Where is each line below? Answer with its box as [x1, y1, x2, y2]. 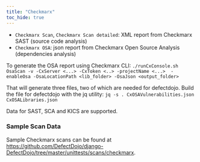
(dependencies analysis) [14, 50, 77, 57]
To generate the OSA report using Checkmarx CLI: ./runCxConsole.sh [6, 61, 179, 69]
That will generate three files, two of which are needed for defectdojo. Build [6, 84, 194, 91]
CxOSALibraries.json [6, 97, 58, 103]
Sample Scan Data [6, 122, 61, 131]
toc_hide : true [6, 14, 45, 20]
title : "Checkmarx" [6, 8, 55, 15]
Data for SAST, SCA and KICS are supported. [6, 107, 118, 114]
